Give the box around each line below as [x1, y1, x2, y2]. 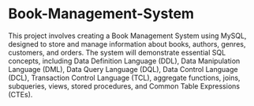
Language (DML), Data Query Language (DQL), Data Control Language [8, 64, 238, 74]
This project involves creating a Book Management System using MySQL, [8, 31, 247, 40]
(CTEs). [8, 89, 33, 99]
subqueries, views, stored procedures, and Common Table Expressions [8, 81, 241, 91]
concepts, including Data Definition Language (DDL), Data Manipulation [8, 56, 241, 66]
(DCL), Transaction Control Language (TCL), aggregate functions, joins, [8, 73, 241, 82]
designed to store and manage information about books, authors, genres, [8, 39, 246, 48]
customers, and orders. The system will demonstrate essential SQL [8, 47, 226, 57]
